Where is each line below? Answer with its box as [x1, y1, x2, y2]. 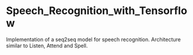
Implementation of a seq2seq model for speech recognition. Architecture [6, 36, 181, 43]
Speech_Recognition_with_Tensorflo [6, 4, 188, 18]
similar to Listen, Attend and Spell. [6, 42, 88, 49]
